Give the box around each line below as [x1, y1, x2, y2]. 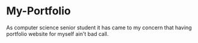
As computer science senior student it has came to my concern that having [6, 24, 192, 31]
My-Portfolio [6, 4, 71, 18]
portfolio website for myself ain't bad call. [6, 30, 109, 37]
